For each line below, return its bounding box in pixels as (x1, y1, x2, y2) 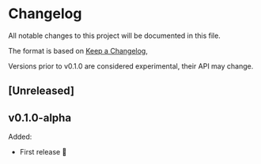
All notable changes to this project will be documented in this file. (8, 31, 221, 40)
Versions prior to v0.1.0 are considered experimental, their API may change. (8, 61, 254, 71)
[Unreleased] (8, 84, 75, 98)
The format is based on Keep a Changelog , (8, 46, 148, 55)
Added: (8, 132, 32, 142)
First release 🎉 (19, 147, 67, 157)
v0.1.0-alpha (8, 111, 72, 125)
